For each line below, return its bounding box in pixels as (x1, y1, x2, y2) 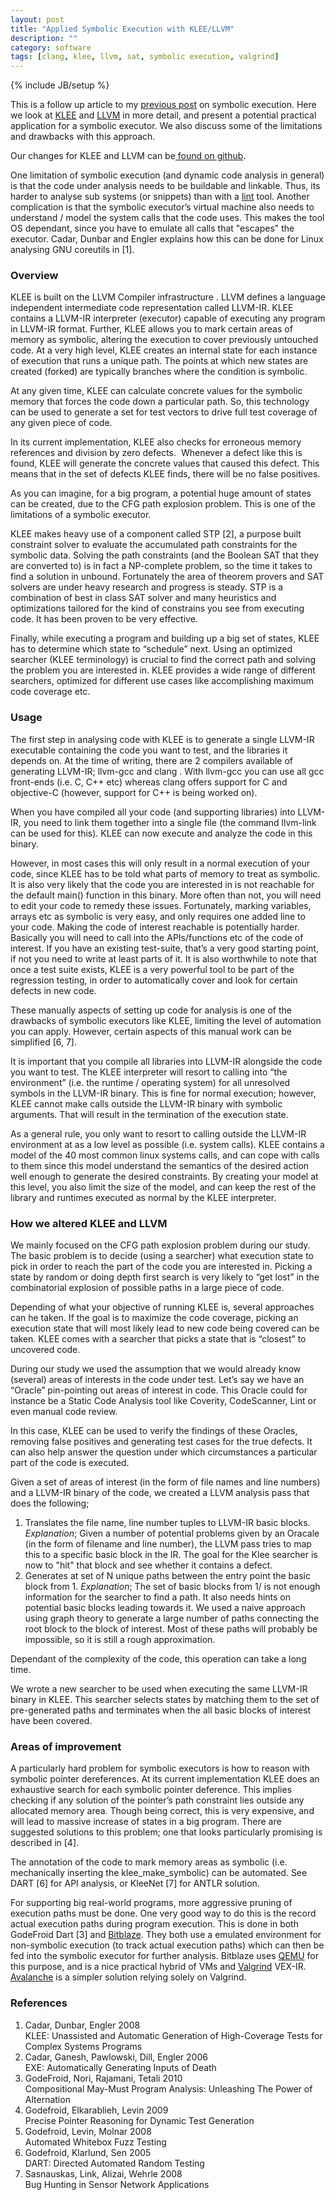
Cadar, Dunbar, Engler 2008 (24, 2019, 141, 2031)
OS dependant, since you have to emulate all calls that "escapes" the (10, 222, 295, 235)
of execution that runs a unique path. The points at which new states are (10, 355, 309, 367)
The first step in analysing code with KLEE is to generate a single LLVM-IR (10, 733, 315, 745)
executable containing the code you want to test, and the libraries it (10, 744, 288, 756)
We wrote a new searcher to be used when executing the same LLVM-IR (10, 1683, 308, 1695)
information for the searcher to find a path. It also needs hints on (24, 1591, 292, 1603)
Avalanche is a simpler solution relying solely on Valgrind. (10, 1971, 247, 1983)
